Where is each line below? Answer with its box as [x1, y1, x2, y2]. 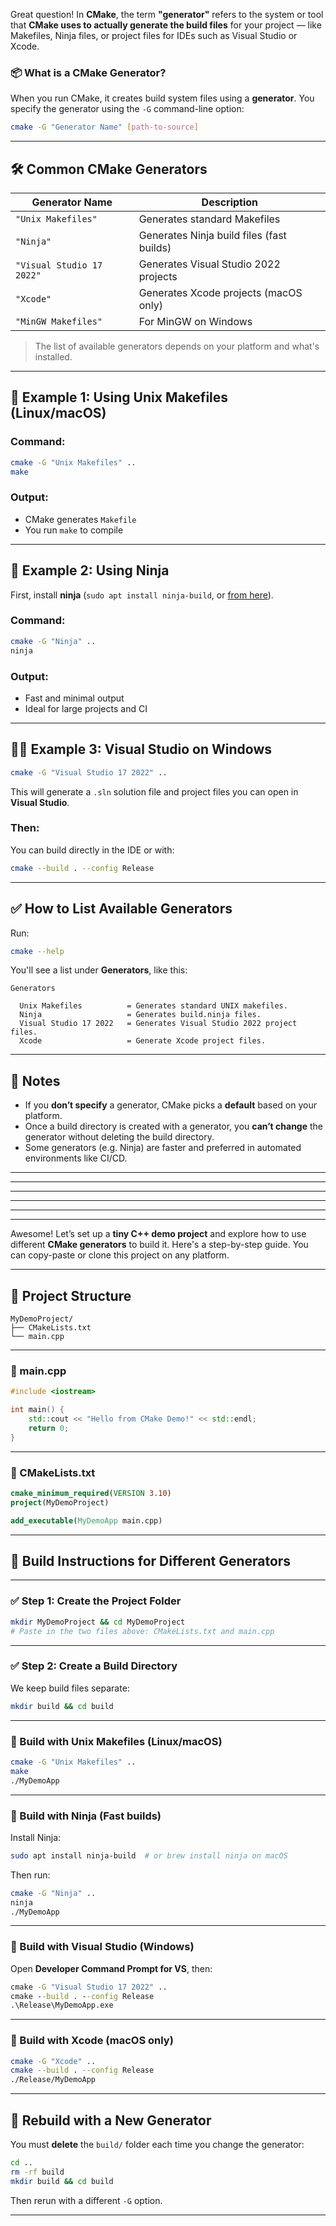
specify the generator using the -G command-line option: [10, 103, 245, 115]
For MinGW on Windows [138, 314, 253, 328]
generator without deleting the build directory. [24, 1131, 215, 1143]
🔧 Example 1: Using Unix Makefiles [10, 389, 229, 406]
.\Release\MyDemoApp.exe [10, 2000, 114, 2011]
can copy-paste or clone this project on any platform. [10, 1249, 230, 1261]
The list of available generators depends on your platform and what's [34, 340, 320, 352]
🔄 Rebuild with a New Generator [10, 2112, 212, 2129]
